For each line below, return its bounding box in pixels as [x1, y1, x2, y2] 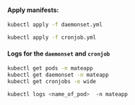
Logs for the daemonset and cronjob [7, 49, 110, 58]
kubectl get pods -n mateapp [7, 65, 93, 72]
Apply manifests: [7, 6, 59, 14]
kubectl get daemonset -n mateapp [7, 71, 110, 79]
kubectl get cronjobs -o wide [7, 78, 97, 85]
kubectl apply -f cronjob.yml [7, 34, 97, 42]
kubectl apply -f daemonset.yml [7, 21, 102, 28]
